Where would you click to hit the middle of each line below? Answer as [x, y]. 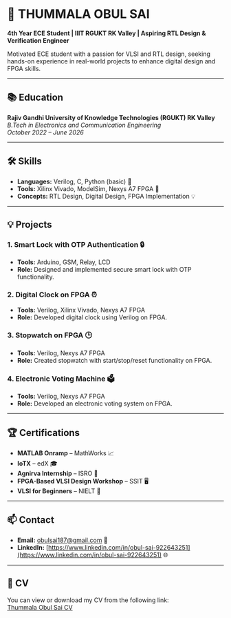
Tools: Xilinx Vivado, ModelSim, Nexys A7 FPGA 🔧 [88, 188]
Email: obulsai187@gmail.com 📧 [62, 540]
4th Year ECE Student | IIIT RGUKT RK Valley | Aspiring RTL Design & [107, 33]
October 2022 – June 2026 [45, 132]
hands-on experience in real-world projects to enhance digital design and [111, 61]
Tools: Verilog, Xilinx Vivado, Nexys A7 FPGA [81, 310]
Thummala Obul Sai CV [40, 607]
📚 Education [35, 98]
